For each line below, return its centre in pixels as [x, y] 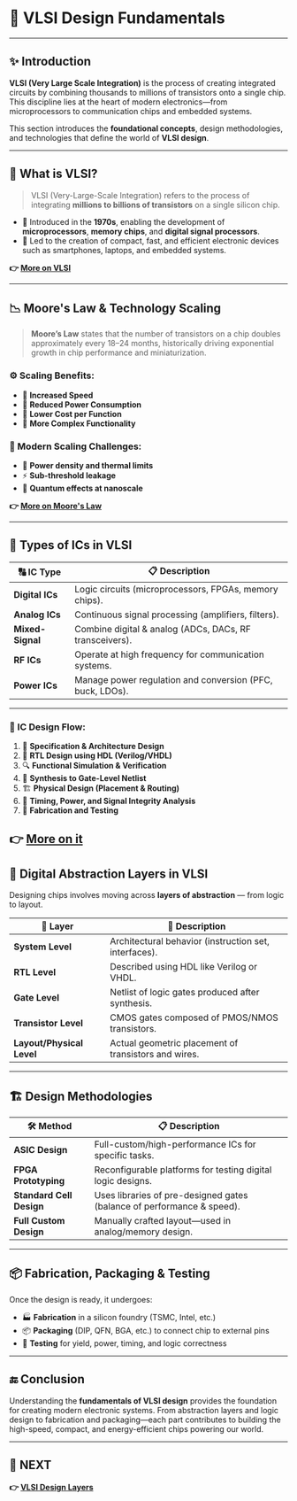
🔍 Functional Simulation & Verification [94, 766]
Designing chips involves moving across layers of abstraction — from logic [147, 895]
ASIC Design [41, 1150]
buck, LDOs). [102, 691]
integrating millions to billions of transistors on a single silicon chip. [155, 205]
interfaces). [134, 953]
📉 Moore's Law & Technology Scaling [115, 308]
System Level [43, 947]
